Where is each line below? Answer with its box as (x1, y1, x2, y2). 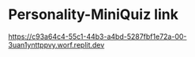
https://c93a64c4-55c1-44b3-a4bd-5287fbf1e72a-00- (8, 32, 187, 41)
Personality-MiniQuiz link (8, 6, 179, 24)
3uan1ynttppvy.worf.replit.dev (8, 40, 105, 49)
